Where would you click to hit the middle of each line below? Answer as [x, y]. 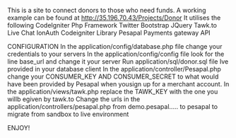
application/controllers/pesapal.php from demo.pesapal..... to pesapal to [112, 107]
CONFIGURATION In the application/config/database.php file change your [115, 46]
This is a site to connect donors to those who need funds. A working [107, 10]
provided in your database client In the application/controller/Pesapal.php [114, 69]
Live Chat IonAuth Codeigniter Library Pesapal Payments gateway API [109, 33]
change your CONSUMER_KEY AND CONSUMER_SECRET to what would [113, 76]
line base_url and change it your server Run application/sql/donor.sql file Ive [118, 62]
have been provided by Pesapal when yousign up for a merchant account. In [118, 84]
